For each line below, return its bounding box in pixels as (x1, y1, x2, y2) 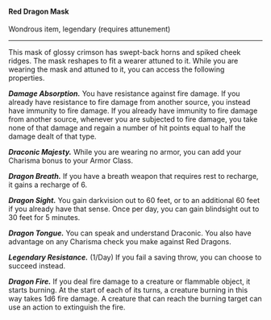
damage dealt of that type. (8, 131, 97, 141)
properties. (8, 73, 45, 83)
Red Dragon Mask (8, 6, 69, 16)
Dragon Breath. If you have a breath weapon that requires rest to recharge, (8, 172, 259, 181)
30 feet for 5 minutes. (8, 213, 81, 222)
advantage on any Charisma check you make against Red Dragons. (8, 237, 231, 247)
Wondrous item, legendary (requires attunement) (8, 24, 171, 34)
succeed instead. (8, 261, 66, 271)
